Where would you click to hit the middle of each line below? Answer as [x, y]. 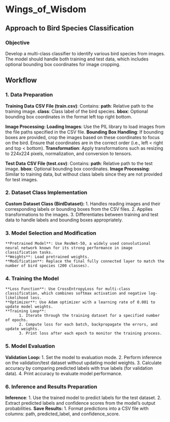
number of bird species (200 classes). [47, 266]
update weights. [22, 329]
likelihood [17, 298]
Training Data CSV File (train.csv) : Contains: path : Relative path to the [79, 106]
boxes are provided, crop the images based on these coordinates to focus [82, 137]
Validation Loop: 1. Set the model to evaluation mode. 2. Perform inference [84, 357]
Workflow [21, 80]
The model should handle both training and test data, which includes [77, 59]
